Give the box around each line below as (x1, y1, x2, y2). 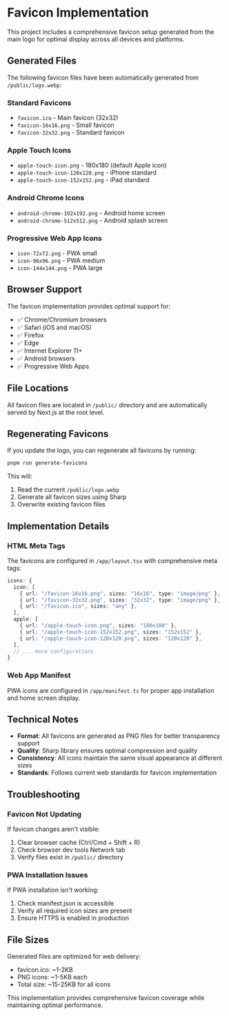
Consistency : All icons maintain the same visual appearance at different (17, 754, 223, 762)
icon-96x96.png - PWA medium (17, 256, 106, 264)
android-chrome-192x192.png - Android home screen (17, 208, 166, 217)
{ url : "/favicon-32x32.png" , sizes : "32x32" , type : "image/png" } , (19, 596, 221, 603)
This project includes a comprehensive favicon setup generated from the (7, 28, 215, 36)
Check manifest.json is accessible (17, 899, 114, 908)
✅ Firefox (17, 331, 44, 339)
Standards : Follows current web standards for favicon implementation (17, 768, 217, 777)
